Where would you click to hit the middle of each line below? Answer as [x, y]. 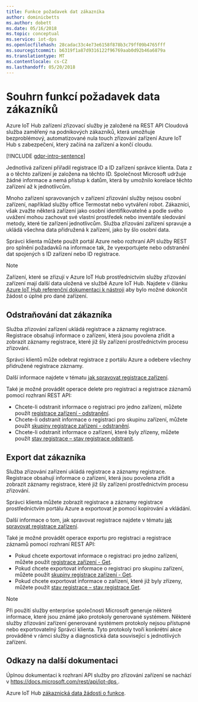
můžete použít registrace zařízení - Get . [63, 562]
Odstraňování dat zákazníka [59, 315]
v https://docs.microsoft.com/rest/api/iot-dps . [63, 681]
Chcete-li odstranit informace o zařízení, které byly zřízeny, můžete [97, 432]
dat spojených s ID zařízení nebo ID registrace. [63, 254]
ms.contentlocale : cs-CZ [37, 61]
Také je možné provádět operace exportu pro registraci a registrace [89, 538]
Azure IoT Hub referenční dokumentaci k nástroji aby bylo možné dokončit [97, 290]
